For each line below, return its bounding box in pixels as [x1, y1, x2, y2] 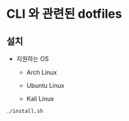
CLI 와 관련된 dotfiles [6, 6, 122, 22]
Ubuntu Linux [26, 82, 65, 89]
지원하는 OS [16, 55, 49, 63]
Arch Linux [26, 69, 57, 76]
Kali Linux [26, 94, 55, 103]
